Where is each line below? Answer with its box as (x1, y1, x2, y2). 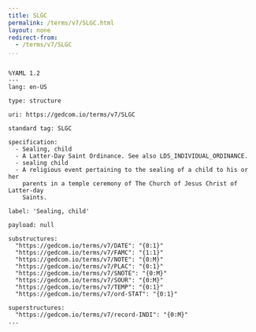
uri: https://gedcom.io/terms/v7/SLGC (8, 111, 135, 119)
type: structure (8, 97, 61, 105)
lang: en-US (8, 84, 47, 91)
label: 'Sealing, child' (8, 207, 90, 215)
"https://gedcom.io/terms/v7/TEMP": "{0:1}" (15, 283, 164, 292)
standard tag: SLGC (8, 125, 72, 132)
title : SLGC (8, 11, 47, 20)
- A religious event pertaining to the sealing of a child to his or (15, 166, 248, 174)
